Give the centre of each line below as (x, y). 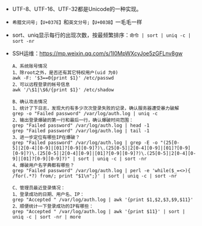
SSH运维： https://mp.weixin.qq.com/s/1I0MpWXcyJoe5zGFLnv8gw (97, 53)
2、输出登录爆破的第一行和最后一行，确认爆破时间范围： (73, 120)
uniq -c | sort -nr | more (47, 217)
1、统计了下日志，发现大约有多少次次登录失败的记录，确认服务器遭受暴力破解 (95, 108)
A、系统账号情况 (30, 66)
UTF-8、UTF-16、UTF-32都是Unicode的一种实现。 (77, 9)
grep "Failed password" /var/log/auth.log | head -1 (81, 126)
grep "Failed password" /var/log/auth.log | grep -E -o (85, 143)
